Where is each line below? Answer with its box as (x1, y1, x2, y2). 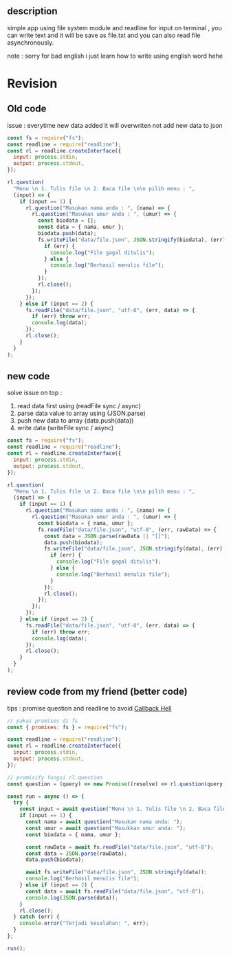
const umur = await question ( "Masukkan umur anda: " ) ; (25, 825, 186, 832)
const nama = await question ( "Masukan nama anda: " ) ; (25, 818, 184, 825)
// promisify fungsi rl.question (7, 774, 103, 781)
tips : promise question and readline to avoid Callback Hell (7, 704, 172, 712)
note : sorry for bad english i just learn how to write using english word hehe (7, 52, 223, 60)
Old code (7, 103, 47, 115)
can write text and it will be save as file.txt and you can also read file (7, 31, 201, 39)
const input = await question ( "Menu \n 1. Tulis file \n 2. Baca (19, 805, 211, 813)
